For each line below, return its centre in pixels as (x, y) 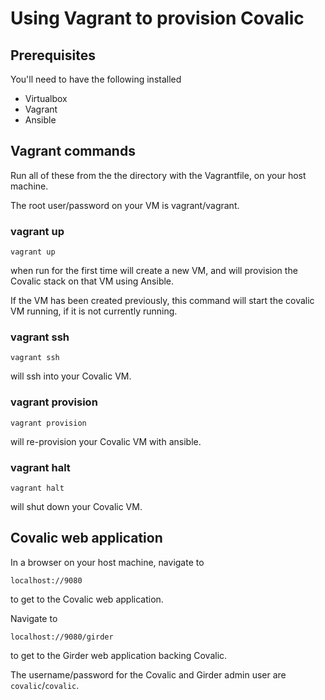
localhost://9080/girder (62, 637)
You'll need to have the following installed (96, 79)
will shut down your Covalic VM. (76, 506)
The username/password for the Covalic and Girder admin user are (148, 674)
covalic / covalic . (45, 685)
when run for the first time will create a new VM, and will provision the (154, 271)
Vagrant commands (73, 151)
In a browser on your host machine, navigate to (107, 562)
